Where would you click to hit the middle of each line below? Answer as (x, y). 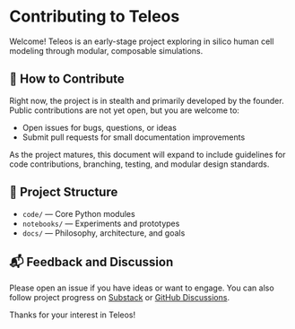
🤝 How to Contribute (67, 79)
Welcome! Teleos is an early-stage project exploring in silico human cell (142, 41)
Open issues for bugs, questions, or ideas (100, 127)
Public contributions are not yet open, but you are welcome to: (125, 110)
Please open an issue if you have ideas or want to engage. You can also (142, 288)
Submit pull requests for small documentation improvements (134, 137)
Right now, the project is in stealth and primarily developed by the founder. (147, 100)
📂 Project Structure (64, 192)
